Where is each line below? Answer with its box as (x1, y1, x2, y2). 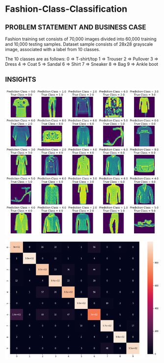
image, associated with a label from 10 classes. (5, 47, 101, 52)
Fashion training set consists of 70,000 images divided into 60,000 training (5, 36, 157, 42)
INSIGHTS (5, 75, 36, 84)
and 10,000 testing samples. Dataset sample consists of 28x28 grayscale (5, 41, 153, 47)
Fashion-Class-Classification (5, 3, 128, 15)
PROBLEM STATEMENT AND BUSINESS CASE (5, 23, 146, 31)
